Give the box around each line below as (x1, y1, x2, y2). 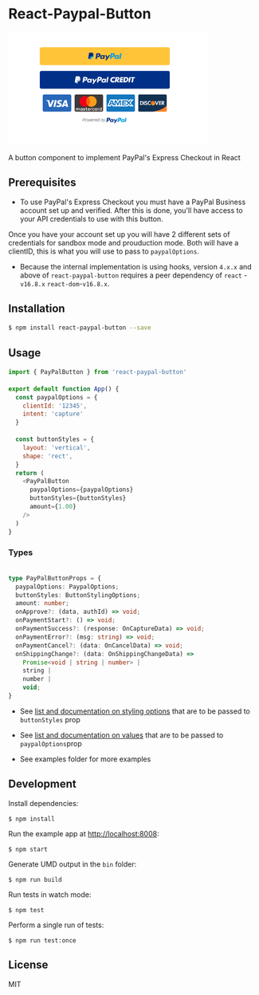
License (8, 958, 49, 972)
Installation (8, 301, 65, 315)
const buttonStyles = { (15, 435, 94, 443)
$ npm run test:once (8, 936, 77, 945)
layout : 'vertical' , (22, 443, 91, 451)
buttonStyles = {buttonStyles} (29, 494, 127, 502)
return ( (15, 469, 45, 477)
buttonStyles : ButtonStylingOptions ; (15, 591, 141, 599)
